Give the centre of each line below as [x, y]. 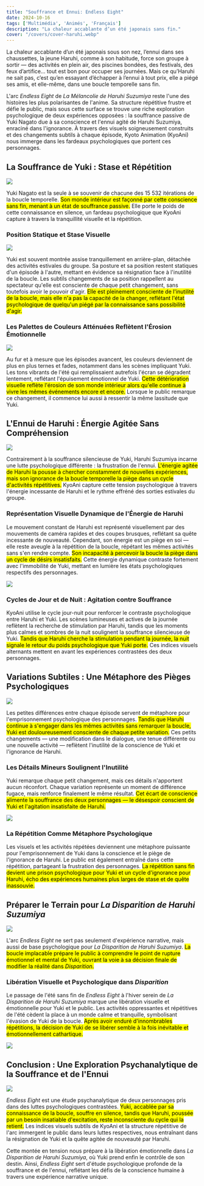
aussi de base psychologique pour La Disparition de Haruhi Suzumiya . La [98, 947]
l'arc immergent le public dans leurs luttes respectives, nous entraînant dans [102, 1132]
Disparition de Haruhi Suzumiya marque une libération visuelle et [88, 1002]
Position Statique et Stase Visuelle [58, 234]
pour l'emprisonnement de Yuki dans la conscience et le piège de [89, 854]
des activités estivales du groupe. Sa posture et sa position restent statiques [102, 266]
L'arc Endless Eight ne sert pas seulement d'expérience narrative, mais [95, 941]
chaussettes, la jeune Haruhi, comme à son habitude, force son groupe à [97, 58]
